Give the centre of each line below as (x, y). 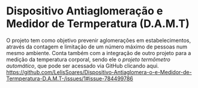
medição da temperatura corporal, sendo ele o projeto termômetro (88, 59)
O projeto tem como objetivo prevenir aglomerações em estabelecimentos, (99, 40)
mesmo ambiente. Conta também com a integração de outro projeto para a (99, 53)
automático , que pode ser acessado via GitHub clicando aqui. (82, 66)
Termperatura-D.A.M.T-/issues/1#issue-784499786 (70, 78)
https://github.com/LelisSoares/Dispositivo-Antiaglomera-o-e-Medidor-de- (99, 72)
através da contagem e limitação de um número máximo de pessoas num (97, 47)
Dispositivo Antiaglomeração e (85, 11)
